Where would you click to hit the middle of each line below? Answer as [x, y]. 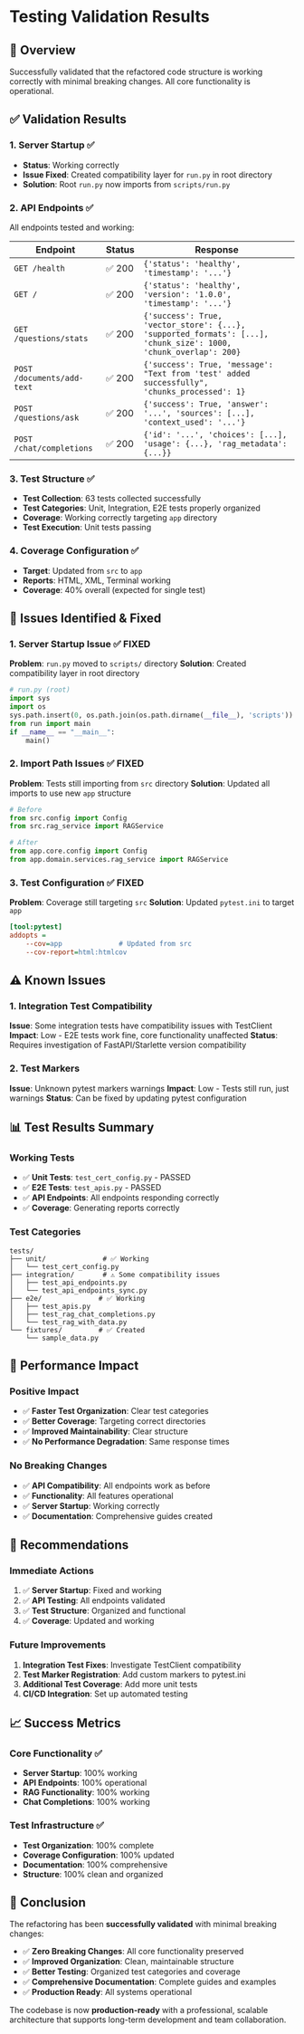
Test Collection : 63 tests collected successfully [112, 499]
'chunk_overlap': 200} [192, 352]
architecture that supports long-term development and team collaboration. [148, 2020]
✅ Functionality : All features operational [98, 1495]
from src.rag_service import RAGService [87, 826]
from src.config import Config [68, 818]
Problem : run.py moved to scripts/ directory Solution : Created [128, 664]
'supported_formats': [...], [206, 334]
